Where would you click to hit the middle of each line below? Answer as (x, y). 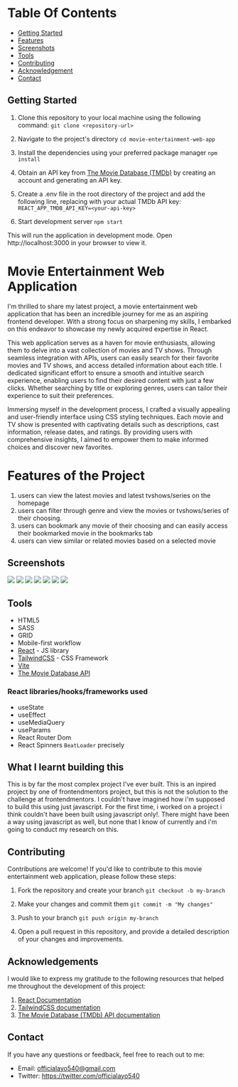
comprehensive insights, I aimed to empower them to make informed (108, 439)
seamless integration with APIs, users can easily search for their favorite (113, 357)
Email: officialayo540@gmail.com (66, 1068)
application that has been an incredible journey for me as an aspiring (108, 313)
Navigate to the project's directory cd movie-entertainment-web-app (116, 139)
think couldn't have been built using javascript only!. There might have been (118, 814)
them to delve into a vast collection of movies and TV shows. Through (110, 350)
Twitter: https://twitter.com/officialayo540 (79, 1076)
